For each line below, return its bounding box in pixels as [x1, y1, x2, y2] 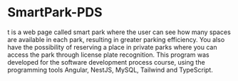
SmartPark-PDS [7, 4, 103, 21]
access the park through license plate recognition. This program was [7, 50, 209, 59]
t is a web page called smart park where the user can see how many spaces [7, 28, 232, 36]
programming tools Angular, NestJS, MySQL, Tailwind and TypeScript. [7, 65, 214, 74]
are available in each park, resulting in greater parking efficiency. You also [7, 35, 225, 43]
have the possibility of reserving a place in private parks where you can [7, 43, 217, 51]
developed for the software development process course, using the [7, 58, 205, 66]
